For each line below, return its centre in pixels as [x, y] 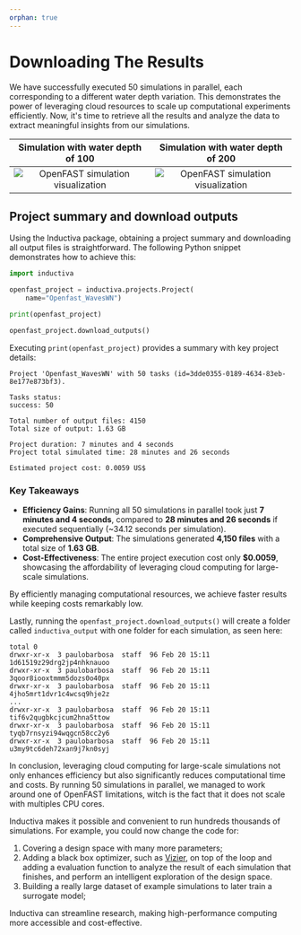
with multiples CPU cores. [57, 804]
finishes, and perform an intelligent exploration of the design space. [147, 877]
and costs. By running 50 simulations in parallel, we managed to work [138, 785]
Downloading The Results [107, 61]
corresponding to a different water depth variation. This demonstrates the [145, 96]
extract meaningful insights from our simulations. [100, 125]
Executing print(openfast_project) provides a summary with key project [144, 347]
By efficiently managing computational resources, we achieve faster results [148, 594]
